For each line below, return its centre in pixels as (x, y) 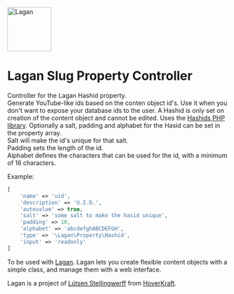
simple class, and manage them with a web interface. (84, 269)
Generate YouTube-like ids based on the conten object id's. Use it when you (117, 103)
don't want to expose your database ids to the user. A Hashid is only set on (116, 110)
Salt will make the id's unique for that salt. (68, 140)
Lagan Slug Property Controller (100, 76)
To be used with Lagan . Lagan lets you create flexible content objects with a (117, 262)
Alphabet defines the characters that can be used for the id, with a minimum (117, 155)
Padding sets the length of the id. (56, 147)
